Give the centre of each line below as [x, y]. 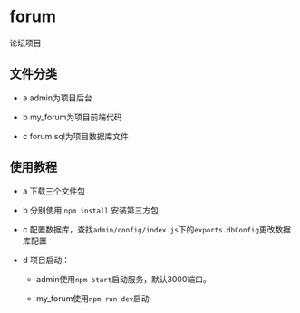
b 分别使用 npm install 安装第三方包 [90, 210]
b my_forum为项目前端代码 [72, 117]
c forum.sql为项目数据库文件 [76, 136]
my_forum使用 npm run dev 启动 [92, 298]
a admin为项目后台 [57, 98]
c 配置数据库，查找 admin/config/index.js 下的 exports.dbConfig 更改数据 [157, 229]
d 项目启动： [46, 260]
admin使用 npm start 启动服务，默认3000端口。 [123, 279]
